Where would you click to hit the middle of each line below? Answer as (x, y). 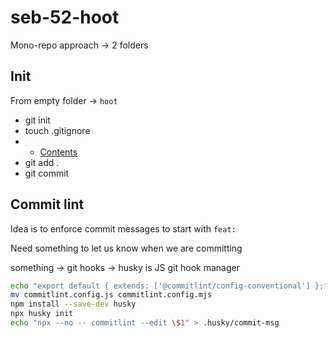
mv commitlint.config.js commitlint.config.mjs (111, 295)
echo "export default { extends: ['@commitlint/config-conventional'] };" (169, 286)
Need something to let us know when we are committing (126, 248)
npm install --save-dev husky (73, 304)
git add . (42, 162)
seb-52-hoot (65, 17)
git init (37, 120)
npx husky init (42, 314)
